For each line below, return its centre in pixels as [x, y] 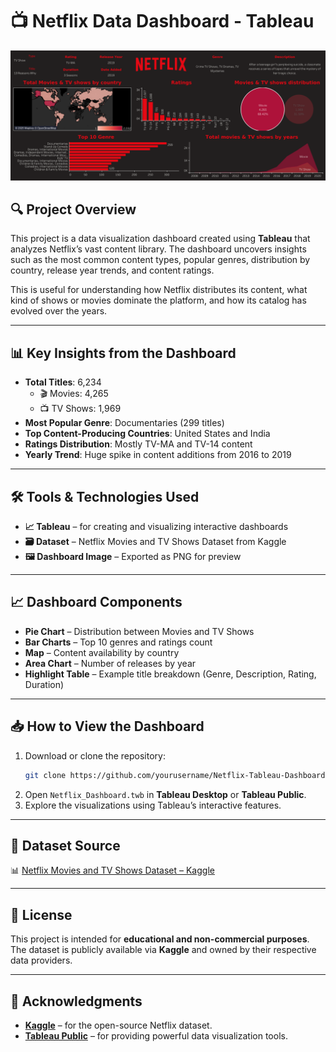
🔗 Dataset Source [65, 845]
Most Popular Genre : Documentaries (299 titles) [124, 423]
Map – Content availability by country [102, 652]
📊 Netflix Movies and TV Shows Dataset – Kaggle [112, 870]
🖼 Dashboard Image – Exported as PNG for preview [133, 557]
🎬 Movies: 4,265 [74, 394]
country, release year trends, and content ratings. [112, 270]
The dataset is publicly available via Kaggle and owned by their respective [163, 950]
